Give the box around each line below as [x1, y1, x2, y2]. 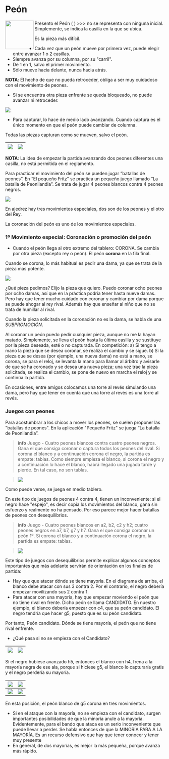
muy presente [12, 737, 42, 743]
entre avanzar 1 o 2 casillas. [12, 51, 71, 57]
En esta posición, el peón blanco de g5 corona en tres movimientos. [5, 700, 146, 706]
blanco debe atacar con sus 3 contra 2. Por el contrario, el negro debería [12, 583, 164, 589]
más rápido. [12, 748, 38, 754]
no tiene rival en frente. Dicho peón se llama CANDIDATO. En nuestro [12, 599, 156, 606]
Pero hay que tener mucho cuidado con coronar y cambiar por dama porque [5, 296, 164, 302]
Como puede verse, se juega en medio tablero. [5, 486, 103, 492]
